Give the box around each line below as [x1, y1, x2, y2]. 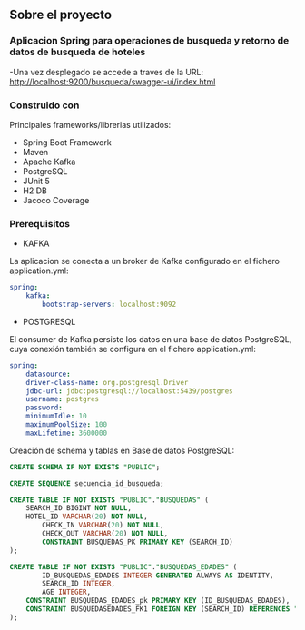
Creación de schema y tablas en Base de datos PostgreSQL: [9, 445, 235, 456]
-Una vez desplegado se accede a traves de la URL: [9, 66, 204, 77]
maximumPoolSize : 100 [25, 420, 107, 429]
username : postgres [25, 395, 100, 404]
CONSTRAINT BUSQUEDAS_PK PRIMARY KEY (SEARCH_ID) [42, 537, 233, 546]
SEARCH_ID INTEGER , [42, 579, 116, 588]
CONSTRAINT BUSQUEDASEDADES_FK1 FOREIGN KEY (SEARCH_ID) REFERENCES [25, 605, 290, 614]
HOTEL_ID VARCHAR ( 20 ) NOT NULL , [25, 512, 148, 521]
